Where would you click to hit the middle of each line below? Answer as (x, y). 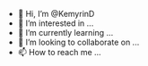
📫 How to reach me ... (59, 52)
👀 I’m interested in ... (56, 23)
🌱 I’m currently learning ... (65, 33)
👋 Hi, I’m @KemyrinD (56, 14)
